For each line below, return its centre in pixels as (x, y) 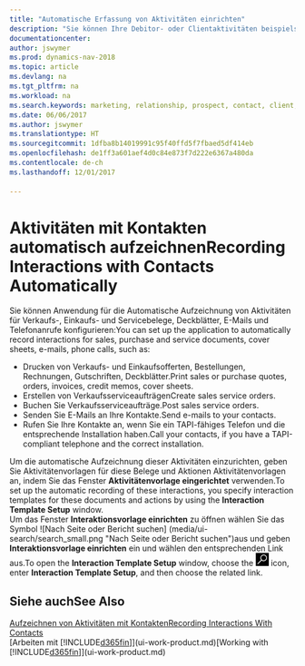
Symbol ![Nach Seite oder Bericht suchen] (88, 529)
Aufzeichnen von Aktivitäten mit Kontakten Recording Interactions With (141, 623)
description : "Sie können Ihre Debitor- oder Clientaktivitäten (133, 29)
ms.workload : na (40, 95)
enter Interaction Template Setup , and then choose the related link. (136, 573)
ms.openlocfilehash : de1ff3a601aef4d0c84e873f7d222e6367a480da (132, 153)
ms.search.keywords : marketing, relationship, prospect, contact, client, (154, 105)
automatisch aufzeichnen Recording (148, 247)
